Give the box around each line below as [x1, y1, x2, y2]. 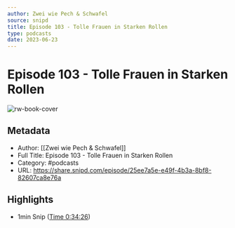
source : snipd [7, 17, 49, 24]
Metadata [7, 125, 51, 137]
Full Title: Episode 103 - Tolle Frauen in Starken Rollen [17, 151, 173, 159]
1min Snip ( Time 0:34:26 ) [17, 212, 91, 221]
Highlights [7, 194, 54, 206]
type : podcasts [7, 29, 52, 37]
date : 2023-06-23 [7, 36, 58, 43]
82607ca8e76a [17, 173, 62, 182]
